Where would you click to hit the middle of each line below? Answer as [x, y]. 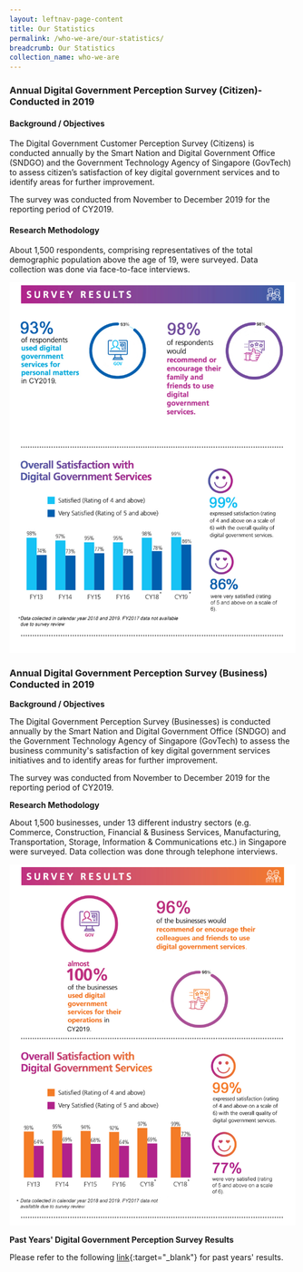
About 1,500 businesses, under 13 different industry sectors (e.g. [131, 823]
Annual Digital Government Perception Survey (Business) [138, 673]
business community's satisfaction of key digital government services [140, 751]
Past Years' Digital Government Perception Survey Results [122, 1239]
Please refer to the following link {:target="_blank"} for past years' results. [147, 1257]
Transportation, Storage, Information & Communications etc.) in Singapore [148, 842]
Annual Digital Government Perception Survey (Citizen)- [136, 91]
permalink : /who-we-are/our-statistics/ [87, 38]
